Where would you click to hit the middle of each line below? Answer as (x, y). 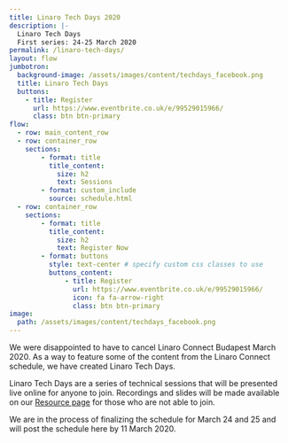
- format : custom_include (89, 190)
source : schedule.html (90, 199)
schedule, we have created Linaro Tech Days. (92, 366)
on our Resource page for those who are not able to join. (112, 402)
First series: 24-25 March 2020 (77, 42)
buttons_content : (81, 273)
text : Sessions (85, 183)
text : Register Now (92, 248)
